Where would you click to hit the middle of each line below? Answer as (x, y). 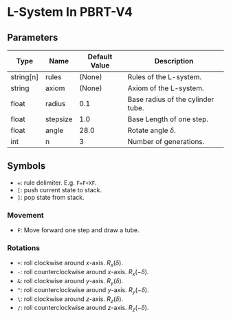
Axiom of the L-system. (166, 88)
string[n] (25, 77)
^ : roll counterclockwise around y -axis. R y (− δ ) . (83, 290)
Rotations (23, 248)
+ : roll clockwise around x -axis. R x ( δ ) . (70, 264)
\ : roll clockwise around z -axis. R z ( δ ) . (70, 299)
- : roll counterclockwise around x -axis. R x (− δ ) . (83, 273)
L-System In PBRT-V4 (70, 12)
